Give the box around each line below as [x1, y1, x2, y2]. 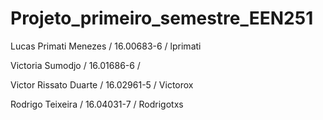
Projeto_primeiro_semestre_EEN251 [10, 7, 314, 30]
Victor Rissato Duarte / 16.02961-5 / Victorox [10, 78, 194, 91]
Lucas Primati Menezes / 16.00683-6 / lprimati [10, 40, 202, 52]
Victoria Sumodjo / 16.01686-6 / [10, 59, 141, 71]
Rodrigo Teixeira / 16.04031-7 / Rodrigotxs [10, 98, 184, 110]
